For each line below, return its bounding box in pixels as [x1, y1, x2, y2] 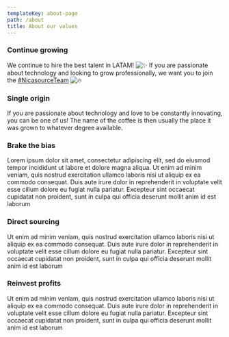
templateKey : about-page [7, 10, 78, 17]
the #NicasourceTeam [7, 76, 70, 84]
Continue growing [7, 45, 68, 55]
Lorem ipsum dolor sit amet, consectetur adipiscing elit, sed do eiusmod [7, 156, 211, 164]
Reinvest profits [7, 279, 62, 288]
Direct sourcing [7, 217, 59, 227]
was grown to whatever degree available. [7, 123, 123, 132]
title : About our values [7, 23, 78, 29]
